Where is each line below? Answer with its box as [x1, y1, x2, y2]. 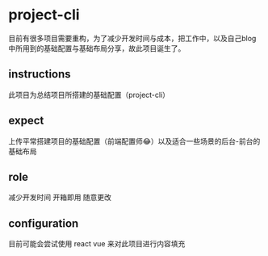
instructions [8, 67, 71, 82]
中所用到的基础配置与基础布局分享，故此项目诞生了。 [8, 43, 186, 53]
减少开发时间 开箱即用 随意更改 [8, 192, 111, 203]
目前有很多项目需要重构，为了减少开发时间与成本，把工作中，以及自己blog [8, 33, 257, 43]
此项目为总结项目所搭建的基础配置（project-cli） [8, 90, 170, 99]
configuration [8, 216, 79, 230]
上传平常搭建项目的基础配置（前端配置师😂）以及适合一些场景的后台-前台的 [8, 136, 261, 146]
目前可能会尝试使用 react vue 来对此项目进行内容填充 [8, 239, 186, 249]
